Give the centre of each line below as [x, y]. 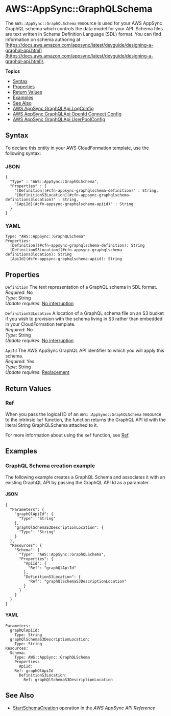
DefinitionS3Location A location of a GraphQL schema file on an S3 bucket [85, 313]
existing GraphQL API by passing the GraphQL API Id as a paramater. [78, 482]
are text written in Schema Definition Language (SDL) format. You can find [83, 34]
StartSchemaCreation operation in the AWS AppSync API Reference [84, 708]
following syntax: [23, 153]
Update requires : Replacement [38, 372]
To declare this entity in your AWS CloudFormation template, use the [77, 148]
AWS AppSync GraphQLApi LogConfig [53, 108]
